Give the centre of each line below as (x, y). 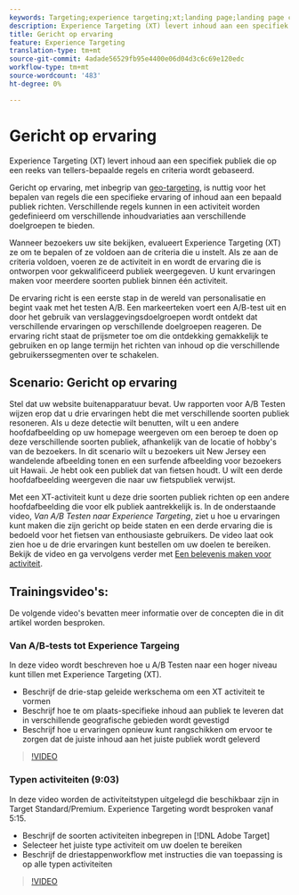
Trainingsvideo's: (59, 591)
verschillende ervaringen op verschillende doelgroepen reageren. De (136, 326)
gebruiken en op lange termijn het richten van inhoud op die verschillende (145, 345)
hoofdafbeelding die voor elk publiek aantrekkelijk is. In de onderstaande (142, 507)
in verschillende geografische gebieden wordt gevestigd (125, 720)
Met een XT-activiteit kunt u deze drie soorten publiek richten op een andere (149, 497)
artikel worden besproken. (57, 623)
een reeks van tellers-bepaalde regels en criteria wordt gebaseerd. (132, 170)
